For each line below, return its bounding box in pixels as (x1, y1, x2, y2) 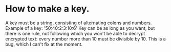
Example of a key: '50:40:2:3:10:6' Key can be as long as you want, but (5, 25, 155, 31)
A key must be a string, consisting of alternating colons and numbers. (5, 20, 152, 26)
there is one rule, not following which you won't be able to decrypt (5, 30, 145, 36)
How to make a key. (5, 3, 90, 15)
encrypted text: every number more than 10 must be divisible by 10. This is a (5, 36, 166, 42)
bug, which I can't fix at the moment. (5, 41, 83, 47)
